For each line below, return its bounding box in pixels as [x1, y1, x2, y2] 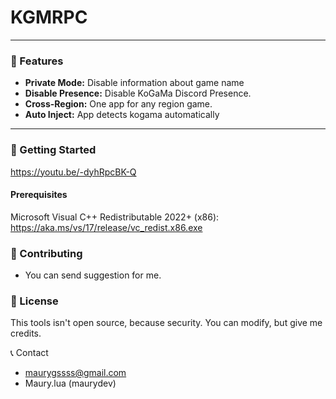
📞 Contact [10, 347, 49, 359]
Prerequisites [10, 189, 68, 201]
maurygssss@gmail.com [24, 367, 127, 379]
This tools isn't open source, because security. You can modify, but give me [10, 317, 323, 329]
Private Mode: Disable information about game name [24, 77, 245, 89]
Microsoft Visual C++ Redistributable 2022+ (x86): [10, 211, 220, 223]
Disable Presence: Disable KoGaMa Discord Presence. [24, 87, 252, 100]
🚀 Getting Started [10, 143, 97, 157]
